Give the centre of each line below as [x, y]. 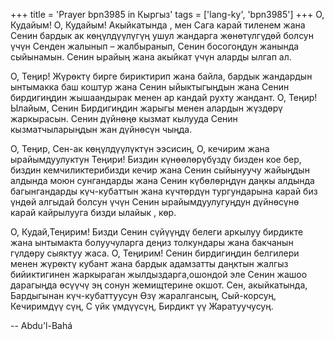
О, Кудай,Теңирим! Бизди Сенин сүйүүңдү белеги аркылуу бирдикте [157, 232]
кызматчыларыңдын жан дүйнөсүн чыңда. [101, 129]
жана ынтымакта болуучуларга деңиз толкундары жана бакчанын [152, 242]
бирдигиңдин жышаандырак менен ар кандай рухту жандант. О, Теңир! [164, 97]
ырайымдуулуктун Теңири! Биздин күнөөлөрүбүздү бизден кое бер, [156, 159]
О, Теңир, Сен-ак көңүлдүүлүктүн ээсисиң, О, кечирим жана [140, 148]
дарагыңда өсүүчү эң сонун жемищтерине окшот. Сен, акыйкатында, [159, 285]
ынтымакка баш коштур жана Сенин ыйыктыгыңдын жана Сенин [150, 87]
